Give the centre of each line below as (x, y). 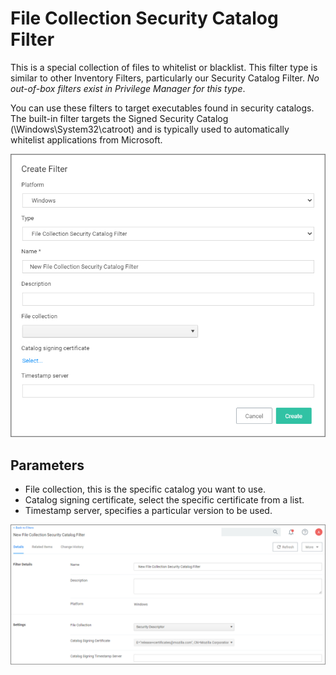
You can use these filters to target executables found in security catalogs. (162, 108)
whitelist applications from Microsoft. (86, 139)
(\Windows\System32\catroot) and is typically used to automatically (150, 129)
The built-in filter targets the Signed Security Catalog (119, 118)
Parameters (47, 465)
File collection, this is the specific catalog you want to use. (145, 489)
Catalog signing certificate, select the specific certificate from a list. (164, 500)
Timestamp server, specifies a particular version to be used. (148, 511)
